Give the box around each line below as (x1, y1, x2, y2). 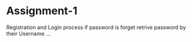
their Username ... (6, 30, 51, 37)
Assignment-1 (6, 4, 78, 18)
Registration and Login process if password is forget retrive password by (6, 24, 186, 31)
